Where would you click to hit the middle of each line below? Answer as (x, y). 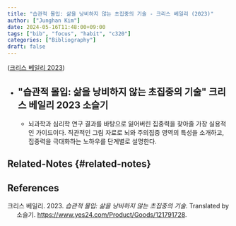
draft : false (26, 47)
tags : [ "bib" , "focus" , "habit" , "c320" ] (69, 34)
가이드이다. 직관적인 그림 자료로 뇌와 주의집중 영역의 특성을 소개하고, (130, 132)
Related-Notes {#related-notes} (79, 164)
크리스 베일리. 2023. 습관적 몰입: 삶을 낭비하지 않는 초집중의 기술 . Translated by (118, 206)
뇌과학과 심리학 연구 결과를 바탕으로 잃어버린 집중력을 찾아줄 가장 (118, 124)
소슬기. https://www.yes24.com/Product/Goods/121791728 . (102, 215)
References (33, 188)
